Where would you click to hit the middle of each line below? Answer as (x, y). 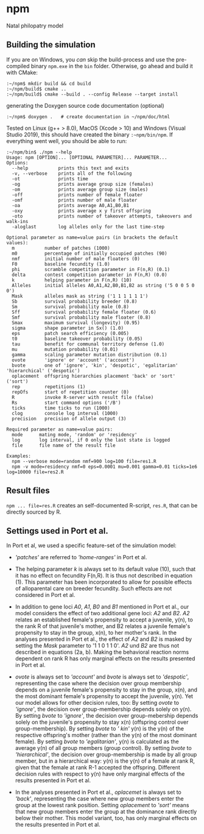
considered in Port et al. (45, 595)
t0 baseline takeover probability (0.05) (77, 339)
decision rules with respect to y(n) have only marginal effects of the (100, 774)
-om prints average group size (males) (80, 189)
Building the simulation (51, 45)
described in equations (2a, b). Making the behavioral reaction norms (102, 652)
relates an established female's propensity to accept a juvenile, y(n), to (104, 620)
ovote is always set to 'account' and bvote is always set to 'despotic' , (102, 677)
